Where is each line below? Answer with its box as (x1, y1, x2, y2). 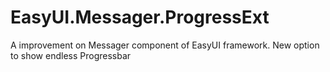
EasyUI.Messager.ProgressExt (10, 6, 270, 29)
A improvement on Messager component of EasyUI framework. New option (10, 39, 320, 51)
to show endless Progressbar (10, 49, 132, 61)
